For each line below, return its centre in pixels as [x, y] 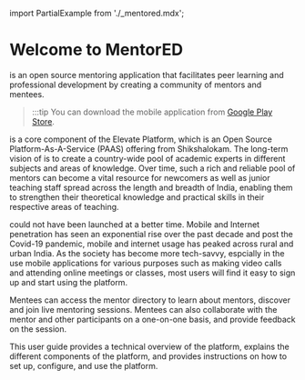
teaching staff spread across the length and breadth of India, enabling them [151, 187]
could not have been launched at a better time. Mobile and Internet [135, 224]
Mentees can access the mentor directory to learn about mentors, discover [150, 300]
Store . [43, 121]
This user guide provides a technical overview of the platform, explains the [149, 346]
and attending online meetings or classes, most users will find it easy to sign [152, 273]
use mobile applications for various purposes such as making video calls [146, 263]
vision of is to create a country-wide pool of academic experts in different [147, 158]
